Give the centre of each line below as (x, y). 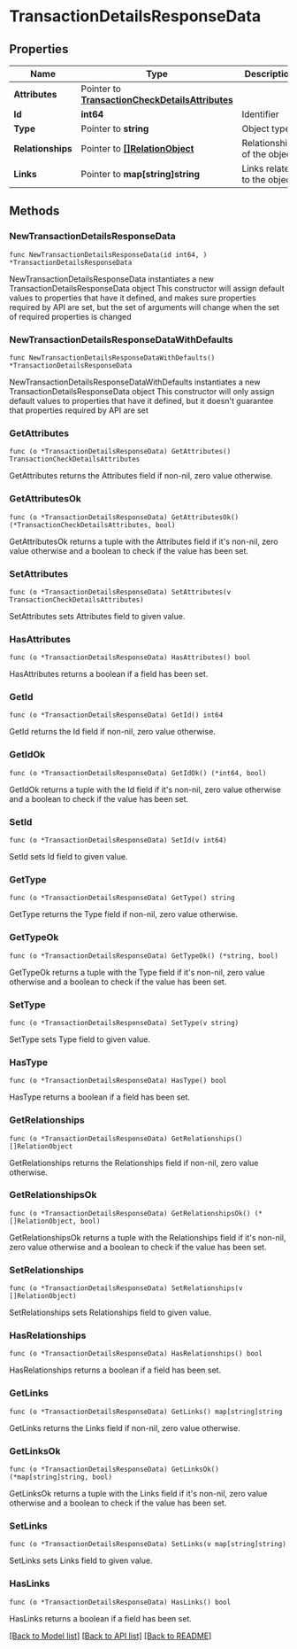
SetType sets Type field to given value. (80, 1039)
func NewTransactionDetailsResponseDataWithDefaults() (112, 358)
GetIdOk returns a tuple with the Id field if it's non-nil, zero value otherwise (145, 789)
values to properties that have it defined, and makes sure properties (133, 298)
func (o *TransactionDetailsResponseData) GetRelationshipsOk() (130, 1213)
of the (254, 154)
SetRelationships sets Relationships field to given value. (110, 1312)
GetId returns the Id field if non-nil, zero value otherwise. (113, 732)
